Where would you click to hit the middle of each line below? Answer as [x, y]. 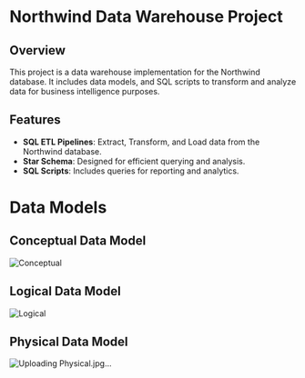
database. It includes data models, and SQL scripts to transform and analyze [153, 82]
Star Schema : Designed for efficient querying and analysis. [134, 161]
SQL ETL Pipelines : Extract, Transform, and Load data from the [141, 142]
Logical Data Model [65, 291]
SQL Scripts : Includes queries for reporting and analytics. [131, 171]
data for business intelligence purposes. [85, 91]
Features [35, 120]
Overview [38, 50]
